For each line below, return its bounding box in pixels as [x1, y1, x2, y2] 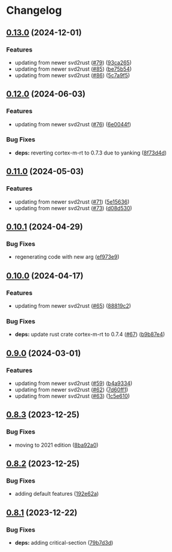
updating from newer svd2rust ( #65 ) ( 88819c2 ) [14, 302, 131, 309]
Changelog [6, 4, 62, 17]
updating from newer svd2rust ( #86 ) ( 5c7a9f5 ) [14, 71, 130, 78]
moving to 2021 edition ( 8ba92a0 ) [14, 441, 99, 448]
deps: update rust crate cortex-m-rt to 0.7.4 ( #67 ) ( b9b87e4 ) [14, 330, 165, 338]
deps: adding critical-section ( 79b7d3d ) [14, 539, 113, 546]
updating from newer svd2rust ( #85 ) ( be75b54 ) [14, 65, 132, 72]
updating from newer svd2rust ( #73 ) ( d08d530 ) [14, 204, 133, 211]
